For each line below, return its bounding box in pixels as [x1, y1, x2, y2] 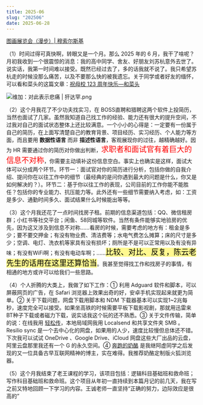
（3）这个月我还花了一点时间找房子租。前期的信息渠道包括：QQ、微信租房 [6, 209, 193, 216]
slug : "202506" [6, 15, 45, 21]
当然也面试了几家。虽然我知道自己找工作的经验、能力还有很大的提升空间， [6, 114, 192, 121]
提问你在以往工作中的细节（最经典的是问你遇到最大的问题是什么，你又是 [16, 173, 197, 181]
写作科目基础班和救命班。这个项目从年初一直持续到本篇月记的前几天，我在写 [6, 377, 197, 384]
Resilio [6, 327, 23, 334]
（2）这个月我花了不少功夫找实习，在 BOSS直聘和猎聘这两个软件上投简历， [6, 106, 195, 114]
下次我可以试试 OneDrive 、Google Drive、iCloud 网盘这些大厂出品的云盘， [6, 334, 194, 342]
